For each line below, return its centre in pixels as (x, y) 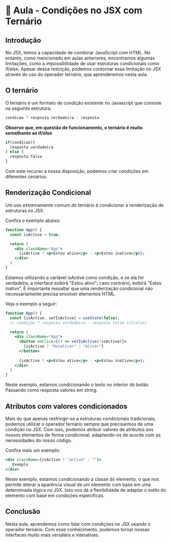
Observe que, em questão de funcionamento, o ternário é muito (74, 127)
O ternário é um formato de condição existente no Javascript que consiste (83, 103)
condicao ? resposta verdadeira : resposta (52, 117)
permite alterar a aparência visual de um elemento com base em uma (78, 485)
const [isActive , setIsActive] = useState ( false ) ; (65, 318)
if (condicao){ (20, 142)
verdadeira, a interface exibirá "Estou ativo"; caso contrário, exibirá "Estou (83, 283)
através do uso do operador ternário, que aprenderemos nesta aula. (77, 74)
